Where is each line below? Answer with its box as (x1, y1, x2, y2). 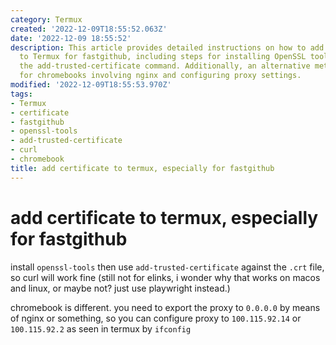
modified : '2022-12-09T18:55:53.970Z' (10, 80, 172, 90)
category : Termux (10, 14, 83, 25)
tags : (10, 89, 33, 99)
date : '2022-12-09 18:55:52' (10, 33, 132, 43)
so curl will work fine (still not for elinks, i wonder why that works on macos (10, 271, 321, 283)
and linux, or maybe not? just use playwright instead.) (10, 282, 231, 294)
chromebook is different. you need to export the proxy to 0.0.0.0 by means (10, 301, 321, 313)
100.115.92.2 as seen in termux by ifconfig (10, 322, 192, 335)
